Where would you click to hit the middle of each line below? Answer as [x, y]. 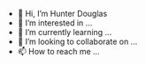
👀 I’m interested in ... [55, 23]
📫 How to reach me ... [58, 51]
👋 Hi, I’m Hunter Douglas [62, 14]
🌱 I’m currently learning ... [65, 32]
